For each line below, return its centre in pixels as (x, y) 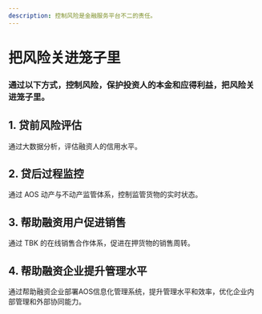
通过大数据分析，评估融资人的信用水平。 (75, 146)
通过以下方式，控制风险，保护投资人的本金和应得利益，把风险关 (131, 85)
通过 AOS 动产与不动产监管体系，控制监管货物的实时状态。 (105, 195)
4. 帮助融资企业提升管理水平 (78, 270)
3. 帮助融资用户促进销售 (67, 222)
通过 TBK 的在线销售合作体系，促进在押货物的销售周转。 (101, 243)
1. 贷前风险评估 (45, 125)
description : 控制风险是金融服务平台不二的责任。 (83, 16)
